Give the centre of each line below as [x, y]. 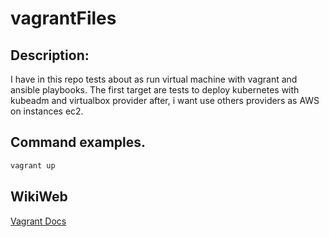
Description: [50, 55]
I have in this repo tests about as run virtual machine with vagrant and [154, 79]
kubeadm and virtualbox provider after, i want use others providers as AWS [165, 100]
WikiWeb [39, 197]
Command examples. [78, 142]
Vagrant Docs [38, 221]
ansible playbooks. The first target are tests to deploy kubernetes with [155, 90]
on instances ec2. [47, 111]
